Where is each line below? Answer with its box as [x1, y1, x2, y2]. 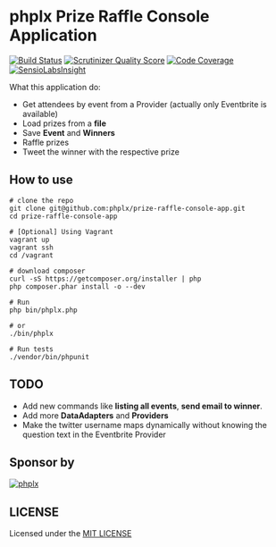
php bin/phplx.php [9, 306, 78, 315]
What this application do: [9, 81, 101, 92]
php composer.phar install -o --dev [9, 282, 146, 291]
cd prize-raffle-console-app [9, 212, 118, 221]
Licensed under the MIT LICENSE [9, 528, 132, 539]
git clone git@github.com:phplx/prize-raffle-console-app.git [9, 204, 246, 213]
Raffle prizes [21, 137, 70, 147]
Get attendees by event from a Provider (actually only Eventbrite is [21, 98, 267, 109]
